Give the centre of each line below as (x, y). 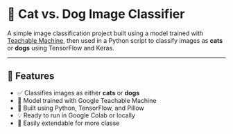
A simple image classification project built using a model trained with (105, 33)
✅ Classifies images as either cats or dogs (78, 93)
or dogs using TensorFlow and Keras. (61, 48)
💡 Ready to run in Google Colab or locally (76, 115)
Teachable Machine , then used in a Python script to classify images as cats (115, 40)
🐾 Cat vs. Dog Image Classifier (96, 14)
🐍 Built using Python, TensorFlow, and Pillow (80, 108)
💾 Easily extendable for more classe (68, 123)
